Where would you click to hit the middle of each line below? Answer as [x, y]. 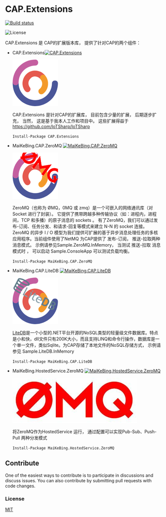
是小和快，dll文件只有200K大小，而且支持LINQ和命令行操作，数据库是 [84, 339]
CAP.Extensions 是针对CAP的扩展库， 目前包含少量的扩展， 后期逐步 [82, 115]
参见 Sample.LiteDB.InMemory [43, 351]
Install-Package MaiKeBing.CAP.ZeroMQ [52, 261]
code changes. [20, 486]
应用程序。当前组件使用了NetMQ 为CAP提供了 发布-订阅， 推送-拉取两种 [86, 239]
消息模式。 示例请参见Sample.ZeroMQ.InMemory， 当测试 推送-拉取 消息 [86, 245]
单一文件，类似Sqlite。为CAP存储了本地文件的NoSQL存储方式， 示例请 [89, 345]
